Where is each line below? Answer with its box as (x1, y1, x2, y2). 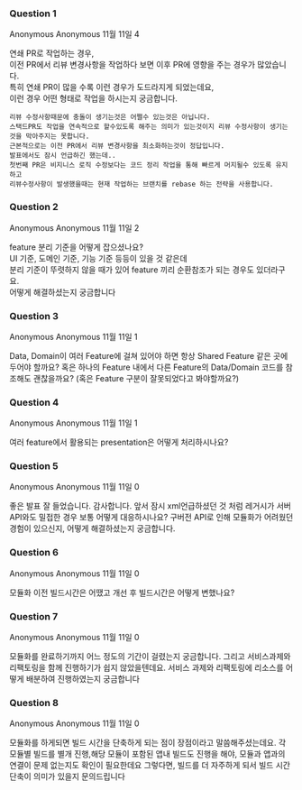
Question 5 (9, 460, 59, 473)
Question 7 (9, 610, 59, 622)
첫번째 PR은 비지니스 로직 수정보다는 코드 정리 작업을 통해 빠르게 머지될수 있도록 (9, 161, 272, 170)
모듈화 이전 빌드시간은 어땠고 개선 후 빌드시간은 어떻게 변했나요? (9, 587, 235, 598)
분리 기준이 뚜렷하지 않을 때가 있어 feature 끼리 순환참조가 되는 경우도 (9, 264, 255, 275)
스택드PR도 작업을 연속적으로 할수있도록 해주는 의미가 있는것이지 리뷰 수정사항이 (9, 123, 266, 132)
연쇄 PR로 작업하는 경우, (9, 48, 95, 59)
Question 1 (9, 7, 57, 20)
